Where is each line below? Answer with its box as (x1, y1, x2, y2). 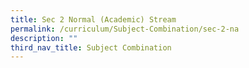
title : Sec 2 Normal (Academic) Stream (10, 14, 177, 25)
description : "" (10, 33, 78, 43)
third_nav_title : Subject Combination (10, 42, 172, 53)
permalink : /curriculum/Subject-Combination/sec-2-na (10, 24, 240, 34)
